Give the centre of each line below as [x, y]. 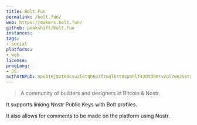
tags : [13, 39]
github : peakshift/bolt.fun [40, 28]
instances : [19, 33]
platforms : [19, 50]
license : [17, 60]
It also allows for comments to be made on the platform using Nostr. [88, 116]
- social [17, 44]
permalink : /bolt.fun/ [34, 17]
